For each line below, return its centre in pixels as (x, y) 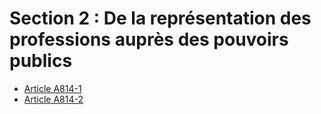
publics (41, 61)
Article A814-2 (53, 99)
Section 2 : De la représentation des (160, 18)
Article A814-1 (52, 88)
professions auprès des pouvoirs (149, 39)
